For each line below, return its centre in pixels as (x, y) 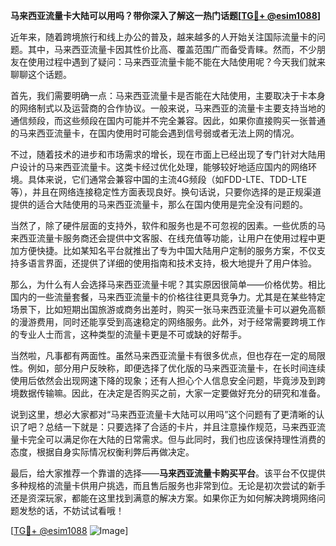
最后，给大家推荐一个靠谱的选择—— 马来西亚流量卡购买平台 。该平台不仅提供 (168, 473)
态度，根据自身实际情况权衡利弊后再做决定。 (102, 452)
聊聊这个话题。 (41, 74)
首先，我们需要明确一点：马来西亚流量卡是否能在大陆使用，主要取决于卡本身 (168, 95)
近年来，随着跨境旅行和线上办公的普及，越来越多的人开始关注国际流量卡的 (163, 37)
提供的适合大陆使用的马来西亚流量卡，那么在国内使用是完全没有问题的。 (159, 204)
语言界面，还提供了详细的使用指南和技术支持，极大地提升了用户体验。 (172, 263)
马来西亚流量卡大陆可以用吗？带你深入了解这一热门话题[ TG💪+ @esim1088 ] (166, 15)
